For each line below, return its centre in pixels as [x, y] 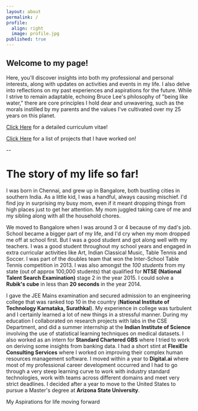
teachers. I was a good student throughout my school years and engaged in [99, 246]
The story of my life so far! [73, 174]
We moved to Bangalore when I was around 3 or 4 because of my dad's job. [99, 227]
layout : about [24, 12]
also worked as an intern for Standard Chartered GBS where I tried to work [98, 340]
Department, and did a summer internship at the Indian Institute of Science [98, 327]
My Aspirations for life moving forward [53, 401]
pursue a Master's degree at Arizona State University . [73, 390]
